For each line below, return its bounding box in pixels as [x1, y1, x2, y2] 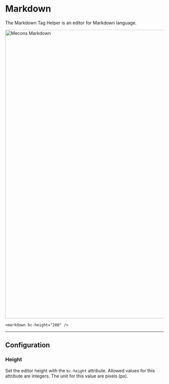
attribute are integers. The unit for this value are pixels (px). [5, 373, 128, 379]
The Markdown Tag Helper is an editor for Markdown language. [5, 20, 137, 26]
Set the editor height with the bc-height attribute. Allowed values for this [5, 367, 155, 373]
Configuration [5, 341, 50, 350]
